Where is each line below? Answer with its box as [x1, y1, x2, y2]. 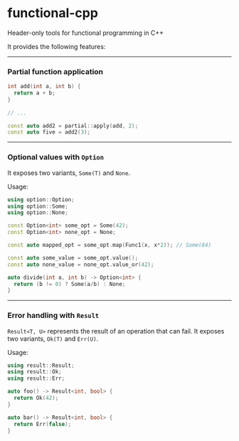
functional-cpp [7, 5, 98, 21]
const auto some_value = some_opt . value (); [7, 254, 139, 261]
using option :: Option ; [7, 196, 75, 203]
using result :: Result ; [7, 361, 75, 369]
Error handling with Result [7, 311, 100, 321]
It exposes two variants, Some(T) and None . [7, 169, 130, 177]
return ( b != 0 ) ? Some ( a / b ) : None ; [14, 280, 126, 287]
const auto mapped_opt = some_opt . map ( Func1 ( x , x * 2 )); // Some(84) [7, 242, 212, 249]
